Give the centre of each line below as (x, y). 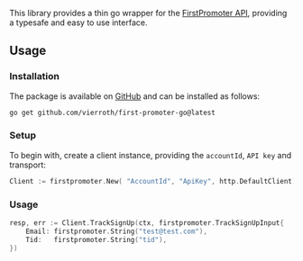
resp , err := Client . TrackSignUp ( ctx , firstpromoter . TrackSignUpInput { (147, 223)
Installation (35, 76)
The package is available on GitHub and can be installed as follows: (134, 96)
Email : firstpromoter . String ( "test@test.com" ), (116, 231)
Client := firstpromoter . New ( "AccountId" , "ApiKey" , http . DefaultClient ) (153, 181)
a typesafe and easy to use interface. (78, 22)
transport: (28, 165)
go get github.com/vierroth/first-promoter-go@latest (113, 112)
